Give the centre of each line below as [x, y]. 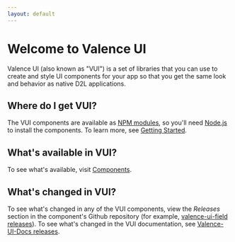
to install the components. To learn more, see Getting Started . [97, 130]
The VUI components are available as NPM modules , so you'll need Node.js [117, 123]
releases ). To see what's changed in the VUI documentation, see [102, 224]
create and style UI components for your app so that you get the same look [117, 76]
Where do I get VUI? [52, 106]
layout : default [31, 14]
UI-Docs [19, 231]
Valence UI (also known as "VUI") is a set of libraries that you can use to [113, 69]
